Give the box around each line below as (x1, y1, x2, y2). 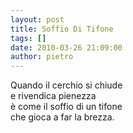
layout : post (10, 14, 65, 25)
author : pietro (10, 52, 74, 62)
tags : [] (10, 33, 47, 43)
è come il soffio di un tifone (10, 101, 123, 113)
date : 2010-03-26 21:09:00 (10, 42, 123, 53)
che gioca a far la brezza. (10, 111, 115, 123)
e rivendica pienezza (10, 90, 97, 102)
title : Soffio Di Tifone (10, 24, 114, 34)
